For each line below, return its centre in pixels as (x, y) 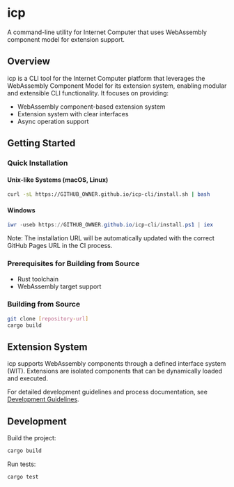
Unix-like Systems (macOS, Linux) (58, 180)
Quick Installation (38, 163)
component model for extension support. (66, 39)
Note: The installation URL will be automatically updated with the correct (111, 238)
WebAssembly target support (59, 286)
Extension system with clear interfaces (73, 114)
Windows (21, 210)
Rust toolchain (38, 279)
